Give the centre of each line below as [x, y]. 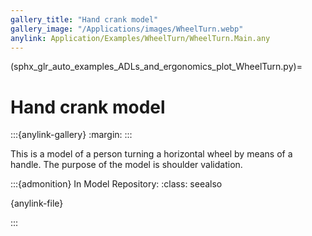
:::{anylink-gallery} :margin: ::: [71, 135]
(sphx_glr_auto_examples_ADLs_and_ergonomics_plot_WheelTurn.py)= [156, 67]
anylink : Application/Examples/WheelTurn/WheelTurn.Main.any [140, 38]
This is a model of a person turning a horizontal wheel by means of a [151, 154]
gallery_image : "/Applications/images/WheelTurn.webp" [127, 29]
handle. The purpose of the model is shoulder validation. [126, 165]
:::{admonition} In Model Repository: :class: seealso [116, 184]
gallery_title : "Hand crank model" [84, 19]
